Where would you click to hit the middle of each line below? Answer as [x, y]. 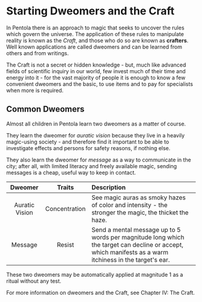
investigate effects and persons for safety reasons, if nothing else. [88, 148]
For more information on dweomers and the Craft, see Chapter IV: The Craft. [101, 292]
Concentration [65, 208]
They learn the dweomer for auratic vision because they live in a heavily [96, 135]
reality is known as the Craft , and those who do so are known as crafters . [97, 40]
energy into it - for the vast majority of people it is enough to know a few [96, 77]
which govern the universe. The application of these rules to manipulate [95, 34]
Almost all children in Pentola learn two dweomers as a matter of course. [96, 124]
